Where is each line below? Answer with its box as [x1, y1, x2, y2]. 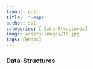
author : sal [6, 20, 36, 26]
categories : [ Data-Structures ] [6, 25, 88, 32]
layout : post [6, 8, 39, 15]
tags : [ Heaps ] [6, 37, 42, 43]
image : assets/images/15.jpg [6, 31, 80, 37]
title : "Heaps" [6, 14, 47, 20]
